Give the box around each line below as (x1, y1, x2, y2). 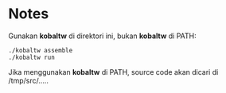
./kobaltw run (8, 53, 56, 61)
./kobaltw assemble (8, 46, 73, 54)
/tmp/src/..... (8, 76, 49, 85)
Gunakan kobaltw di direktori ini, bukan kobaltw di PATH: (8, 31, 197, 41)
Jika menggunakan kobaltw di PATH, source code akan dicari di (8, 67, 219, 76)
